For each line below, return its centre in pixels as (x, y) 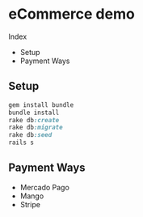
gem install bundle (41, 105)
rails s (21, 143)
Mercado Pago (45, 187)
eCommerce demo (71, 14)
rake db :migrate (36, 128)
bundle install (34, 113)
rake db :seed (30, 135)
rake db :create (34, 120)
